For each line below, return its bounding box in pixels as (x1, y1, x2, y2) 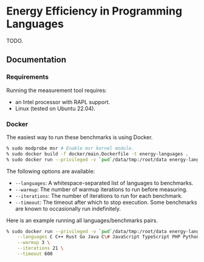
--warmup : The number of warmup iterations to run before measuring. (15, 186, 188, 193)
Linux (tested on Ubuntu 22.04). (15, 105, 96, 112)
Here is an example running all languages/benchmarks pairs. (6, 217, 158, 224)
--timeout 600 (17, 251, 53, 257)
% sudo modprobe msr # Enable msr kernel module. (6, 145, 135, 151)
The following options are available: (6, 168, 95, 175)
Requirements (6, 73, 49, 81)
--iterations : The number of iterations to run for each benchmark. (15, 192, 183, 199)
